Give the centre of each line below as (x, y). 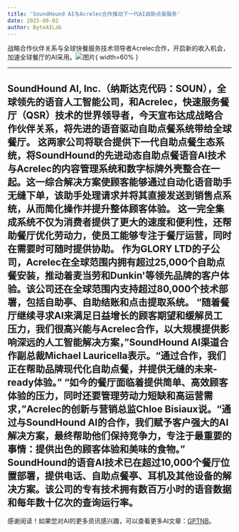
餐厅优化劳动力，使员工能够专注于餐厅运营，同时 (124, 235)
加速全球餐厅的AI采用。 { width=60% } (73, 57)
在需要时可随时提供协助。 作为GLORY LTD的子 (109, 249)
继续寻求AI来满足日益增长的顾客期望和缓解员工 (119, 315)
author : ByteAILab (34, 27)
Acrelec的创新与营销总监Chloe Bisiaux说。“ (124, 409)
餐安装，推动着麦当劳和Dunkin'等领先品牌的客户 (114, 275)
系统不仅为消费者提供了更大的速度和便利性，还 (119, 222)
